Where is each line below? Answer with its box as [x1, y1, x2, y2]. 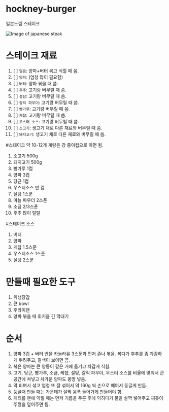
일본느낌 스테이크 [6, 20, 40, 26]
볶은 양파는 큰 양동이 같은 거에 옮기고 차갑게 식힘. [13, 363, 111, 369]
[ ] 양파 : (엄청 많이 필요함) [13, 74, 63, 80]
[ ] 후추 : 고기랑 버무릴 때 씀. [13, 87, 66, 93]
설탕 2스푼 [13, 257, 34, 263]
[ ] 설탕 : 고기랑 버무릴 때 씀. [13, 93, 66, 99]
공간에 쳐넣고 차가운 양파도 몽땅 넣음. [13, 376, 87, 382]
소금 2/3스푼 [13, 203, 39, 210]
